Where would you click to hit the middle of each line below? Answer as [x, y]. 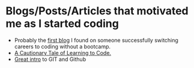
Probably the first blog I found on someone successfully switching [96, 40]
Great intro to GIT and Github [50, 59]
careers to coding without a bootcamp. [62, 47]
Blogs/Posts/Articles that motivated [97, 11]
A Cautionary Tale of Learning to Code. [63, 52]
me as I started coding [62, 24]
